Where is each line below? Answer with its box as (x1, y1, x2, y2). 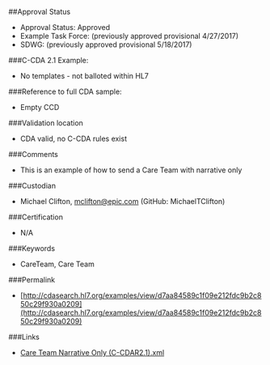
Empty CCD (19, 103, 60, 112)
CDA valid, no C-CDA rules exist (19, 134, 128, 143)
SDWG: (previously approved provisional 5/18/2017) (19, 40, 192, 49)
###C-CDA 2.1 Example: (8, 56, 89, 65)
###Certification (8, 212, 63, 222)
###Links (8, 332, 40, 342)
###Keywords (8, 244, 55, 253)
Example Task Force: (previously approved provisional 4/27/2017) (19, 32, 239, 40)
